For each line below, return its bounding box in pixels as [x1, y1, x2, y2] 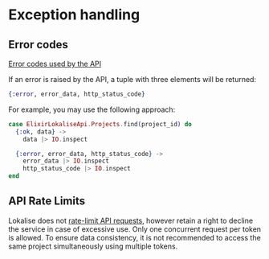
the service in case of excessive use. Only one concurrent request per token [8, 224, 262, 234]
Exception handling [8, 6, 141, 24]
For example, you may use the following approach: [8, 105, 176, 114]
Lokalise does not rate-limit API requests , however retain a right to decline [8, 216, 254, 225]
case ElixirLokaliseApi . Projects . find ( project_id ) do [8, 120, 193, 128]
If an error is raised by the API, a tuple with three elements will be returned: [8, 75, 257, 84]
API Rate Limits [8, 195, 86, 208]
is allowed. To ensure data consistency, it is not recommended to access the [8, 232, 261, 242]
